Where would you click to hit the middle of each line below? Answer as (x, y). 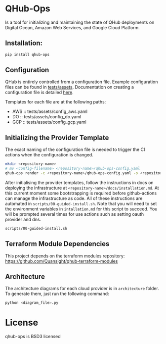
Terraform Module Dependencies (57, 244)
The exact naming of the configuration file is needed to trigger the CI (75, 149)
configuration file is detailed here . (39, 93)
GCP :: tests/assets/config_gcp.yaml (49, 122)
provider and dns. (23, 219)
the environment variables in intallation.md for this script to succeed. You (81, 209)
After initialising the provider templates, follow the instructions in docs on (80, 182)
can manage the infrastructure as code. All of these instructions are (74, 198)
